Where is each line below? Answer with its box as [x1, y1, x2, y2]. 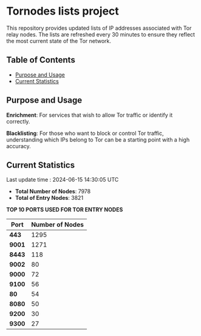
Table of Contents [6, 55, 76, 65]
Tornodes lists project [6, 4, 120, 18]
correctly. [6, 117, 30, 125]
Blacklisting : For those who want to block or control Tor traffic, [6, 129, 164, 137]
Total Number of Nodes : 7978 [15, 188, 91, 195]
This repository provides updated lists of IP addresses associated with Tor [6, 24, 192, 32]
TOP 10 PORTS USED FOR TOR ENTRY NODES [6, 206, 123, 213]
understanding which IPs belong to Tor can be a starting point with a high [6, 135, 190, 143]
